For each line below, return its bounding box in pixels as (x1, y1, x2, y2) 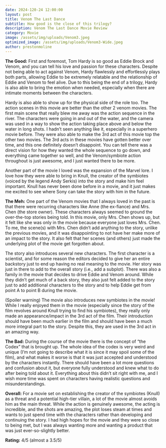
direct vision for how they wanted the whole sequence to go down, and (5, 147, 151, 153)
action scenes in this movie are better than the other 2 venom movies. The (5, 105, 157, 111)
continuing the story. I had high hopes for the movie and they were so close (5, 417, 160, 423)
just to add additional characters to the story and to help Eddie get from (5, 282, 151, 288)
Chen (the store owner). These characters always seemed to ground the (5, 209, 153, 215)
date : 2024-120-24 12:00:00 (5, 7, 63, 12)
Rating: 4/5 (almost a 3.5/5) (5, 437, 62, 443)
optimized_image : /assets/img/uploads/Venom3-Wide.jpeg (5, 40, 123, 45)
